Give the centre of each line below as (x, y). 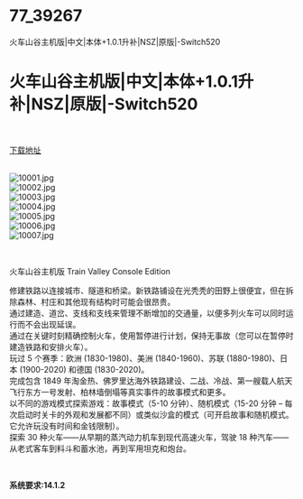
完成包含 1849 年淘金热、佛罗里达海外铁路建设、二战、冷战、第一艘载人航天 (151, 381)
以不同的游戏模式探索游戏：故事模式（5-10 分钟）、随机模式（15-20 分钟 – (146, 403)
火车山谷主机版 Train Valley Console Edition (90, 271)
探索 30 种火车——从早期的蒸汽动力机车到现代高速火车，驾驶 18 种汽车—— (149, 437)
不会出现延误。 (53, 324)
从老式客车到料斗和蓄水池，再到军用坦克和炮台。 (100, 448)
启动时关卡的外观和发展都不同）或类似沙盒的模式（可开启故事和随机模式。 (155, 414)
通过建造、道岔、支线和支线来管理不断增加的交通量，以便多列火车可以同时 (147, 313)
